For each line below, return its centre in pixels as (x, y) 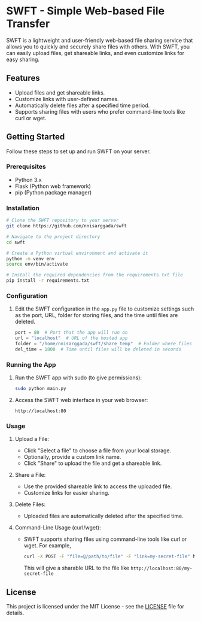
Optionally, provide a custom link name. (72, 457)
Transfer (28, 24)
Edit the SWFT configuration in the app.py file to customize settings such (104, 309)
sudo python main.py (40, 389)
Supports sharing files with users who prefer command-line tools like (100, 111)
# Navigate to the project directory (53, 237)
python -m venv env (31, 258)
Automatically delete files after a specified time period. (82, 105)
